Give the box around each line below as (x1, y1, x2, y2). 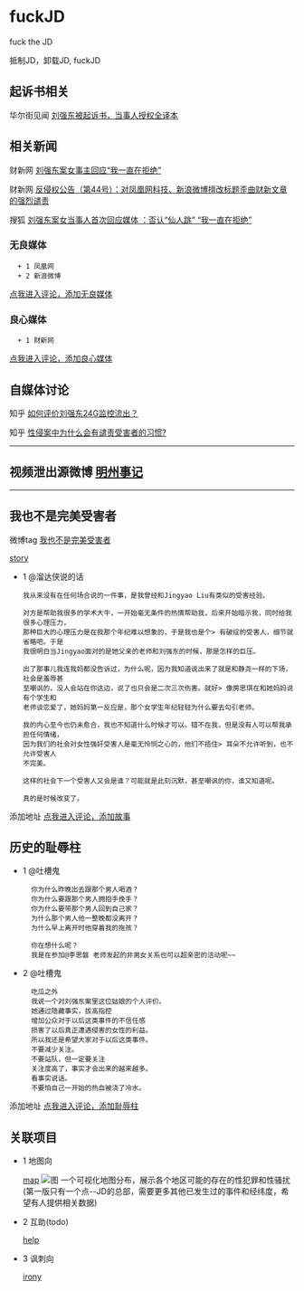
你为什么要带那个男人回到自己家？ (31, 905, 139, 914)
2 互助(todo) (22, 1217, 70, 1228)
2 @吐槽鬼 (22, 968, 62, 979)
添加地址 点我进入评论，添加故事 (9, 811, 131, 821)
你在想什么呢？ (31, 941, 79, 951)
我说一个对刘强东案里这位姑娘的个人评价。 (31, 997, 166, 1006)
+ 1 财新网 (17, 337, 54, 346)
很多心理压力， (22, 618, 71, 627)
